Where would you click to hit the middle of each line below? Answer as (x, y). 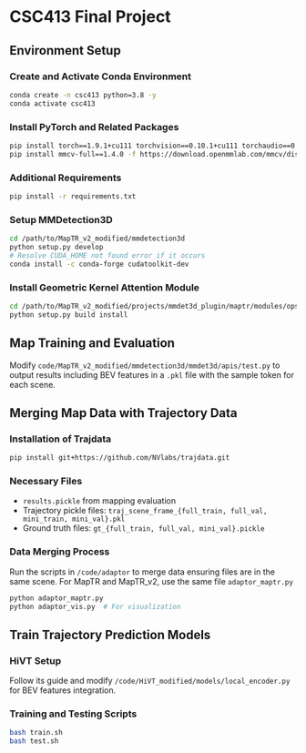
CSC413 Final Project (90, 17)
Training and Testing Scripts (73, 714)
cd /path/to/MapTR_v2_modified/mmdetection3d (97, 239)
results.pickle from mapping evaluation (99, 501)
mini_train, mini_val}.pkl (74, 519)
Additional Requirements (66, 178)
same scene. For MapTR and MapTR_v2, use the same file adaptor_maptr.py (152, 581)
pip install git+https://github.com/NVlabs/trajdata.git (120, 458)
